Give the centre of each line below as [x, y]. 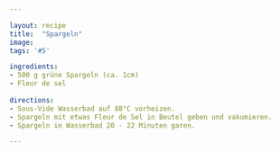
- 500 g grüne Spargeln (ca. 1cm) [75, 75]
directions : [32, 100]
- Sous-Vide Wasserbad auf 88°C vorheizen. [93, 109]
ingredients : [34, 67]
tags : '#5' [30, 50]
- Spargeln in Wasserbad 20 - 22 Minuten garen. [103, 125]
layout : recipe [38, 25]
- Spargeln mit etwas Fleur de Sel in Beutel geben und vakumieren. [141, 117]
